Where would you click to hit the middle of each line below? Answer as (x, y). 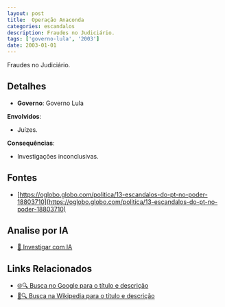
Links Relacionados (50, 269)
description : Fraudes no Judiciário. (61, 33)
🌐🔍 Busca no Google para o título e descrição (83, 286)
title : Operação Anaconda (46, 20)
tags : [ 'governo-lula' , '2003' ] (53, 39)
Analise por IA (38, 231)
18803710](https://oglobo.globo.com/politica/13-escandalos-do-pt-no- (117, 202)
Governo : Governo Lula (50, 103)
